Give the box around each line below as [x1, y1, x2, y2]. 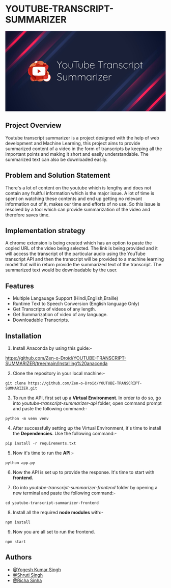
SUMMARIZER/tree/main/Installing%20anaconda [5, 360, 108, 367]
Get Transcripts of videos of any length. [12, 306, 96, 312]
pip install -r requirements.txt [5, 441, 76, 446]
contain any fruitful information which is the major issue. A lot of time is [5, 190, 154, 196]
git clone [5, 381, 26, 386]
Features [5, 282, 34, 290]
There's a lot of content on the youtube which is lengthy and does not [5, 184, 152, 191]
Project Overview [5, 121, 62, 130]
